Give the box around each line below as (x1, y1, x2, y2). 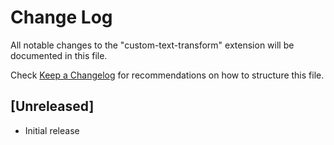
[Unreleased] (10, 98, 95, 115)
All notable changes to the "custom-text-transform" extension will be (10, 39, 295, 51)
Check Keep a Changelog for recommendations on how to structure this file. (10, 69, 325, 81)
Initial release (24, 124, 80, 136)
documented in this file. (10, 49, 108, 61)
